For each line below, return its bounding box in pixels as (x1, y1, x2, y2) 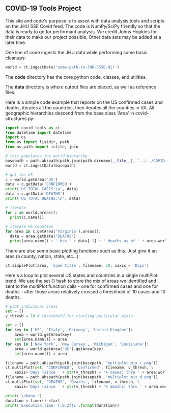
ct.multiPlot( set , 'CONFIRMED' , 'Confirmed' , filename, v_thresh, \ (5, 365, 154, 370)
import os (5, 135, 26, 140)
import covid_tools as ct (5, 125, 60, 130)
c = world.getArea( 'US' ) (5, 177, 58, 182)
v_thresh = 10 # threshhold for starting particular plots (5, 313, 133, 318)
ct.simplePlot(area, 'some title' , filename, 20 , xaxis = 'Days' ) (5, 263, 149, 268)
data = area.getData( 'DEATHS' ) (10, 234, 76, 239)
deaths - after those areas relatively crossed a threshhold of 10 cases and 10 (5, 288, 166, 294)
